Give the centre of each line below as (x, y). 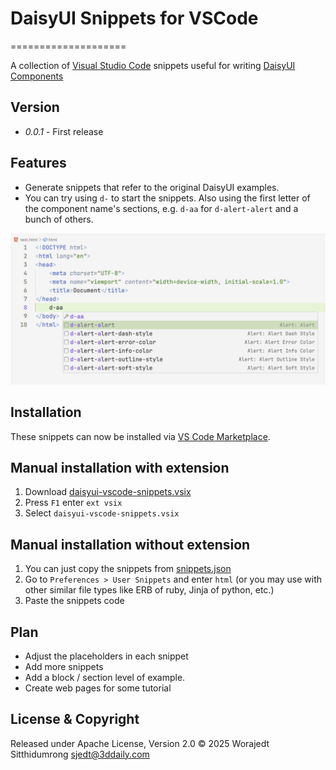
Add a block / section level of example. (105, 677)
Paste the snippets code (74, 601)
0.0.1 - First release (64, 131)
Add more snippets (64, 666)
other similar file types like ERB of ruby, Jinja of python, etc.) (149, 590)
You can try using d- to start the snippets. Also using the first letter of (167, 198)
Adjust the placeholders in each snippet (106, 656)
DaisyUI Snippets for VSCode (134, 18)
